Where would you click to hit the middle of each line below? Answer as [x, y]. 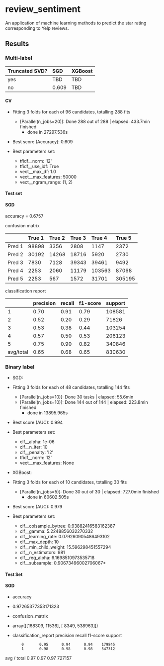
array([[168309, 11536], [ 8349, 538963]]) [55, 626]
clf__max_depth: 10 [39, 542]
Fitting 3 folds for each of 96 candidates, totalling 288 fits [71, 112]
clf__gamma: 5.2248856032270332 [56, 531]
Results [17, 44]
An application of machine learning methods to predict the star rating [76, 23]
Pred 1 [15, 246]
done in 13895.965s [47, 413]
